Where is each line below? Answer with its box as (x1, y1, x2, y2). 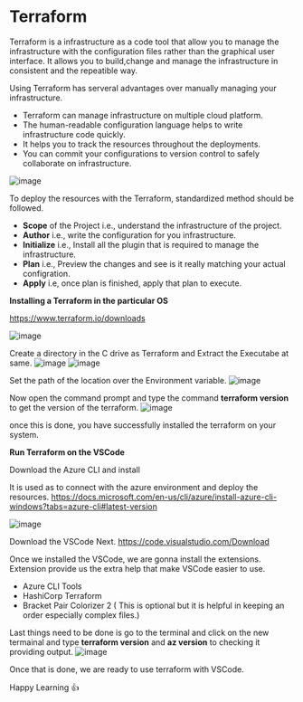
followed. (9, 202, 44, 213)
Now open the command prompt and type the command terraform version (9, 392, 289, 403)
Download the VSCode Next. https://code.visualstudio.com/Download (9, 536, 270, 546)
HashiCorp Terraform (22, 590, 102, 601)
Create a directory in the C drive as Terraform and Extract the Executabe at (9, 347, 289, 358)
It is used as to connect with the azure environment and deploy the (9, 481, 259, 492)
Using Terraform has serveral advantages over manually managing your (9, 82, 278, 93)
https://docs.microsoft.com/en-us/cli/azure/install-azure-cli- (51, 491, 278, 502)
